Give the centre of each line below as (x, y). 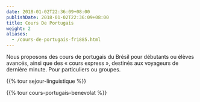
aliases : (17, 34)
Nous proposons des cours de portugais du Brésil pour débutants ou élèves (100, 57)
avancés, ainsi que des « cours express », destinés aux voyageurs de (92, 63)
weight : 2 (19, 28)
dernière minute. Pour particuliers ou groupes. (64, 69)
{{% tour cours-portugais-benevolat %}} (57, 93)
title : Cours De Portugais (40, 23)
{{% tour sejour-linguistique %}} (46, 81)
